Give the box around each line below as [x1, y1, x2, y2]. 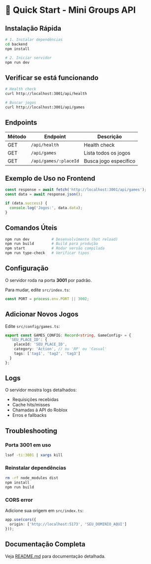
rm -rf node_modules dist [5, 476, 58, 481]
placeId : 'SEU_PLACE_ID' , [14, 342, 68, 347]
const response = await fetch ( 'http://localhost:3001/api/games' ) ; [5, 187, 147, 192]
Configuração [5, 264, 49, 273]
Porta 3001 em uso [5, 442, 51, 448]
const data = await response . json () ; [5, 192, 83, 197]
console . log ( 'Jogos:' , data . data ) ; [9, 205, 83, 210]
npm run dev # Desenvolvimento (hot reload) [5, 237, 118, 242]
